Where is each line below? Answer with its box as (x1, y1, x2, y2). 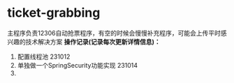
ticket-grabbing (7, 5, 101, 21)
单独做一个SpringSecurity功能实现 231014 (17, 61, 138, 69)
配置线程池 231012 (17, 52, 71, 61)
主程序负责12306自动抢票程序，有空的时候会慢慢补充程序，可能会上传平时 (7, 29, 221, 37)
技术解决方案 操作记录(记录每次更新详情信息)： (25, 37, 161, 46)
